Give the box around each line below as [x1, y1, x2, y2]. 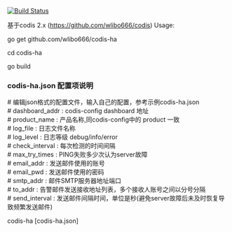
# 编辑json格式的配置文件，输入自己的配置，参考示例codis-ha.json [7, 98, 200, 106]
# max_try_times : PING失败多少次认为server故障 [7, 150, 148, 159]
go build [7, 62, 32, 70]
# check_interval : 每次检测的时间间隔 [7, 142, 116, 150]
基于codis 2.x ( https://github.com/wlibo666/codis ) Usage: [7, 21, 175, 29]
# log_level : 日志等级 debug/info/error [7, 133, 118, 141]
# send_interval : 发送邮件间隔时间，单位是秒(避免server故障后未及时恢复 [7, 194, 219, 203]
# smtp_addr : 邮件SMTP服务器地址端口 [7, 177, 121, 185]
